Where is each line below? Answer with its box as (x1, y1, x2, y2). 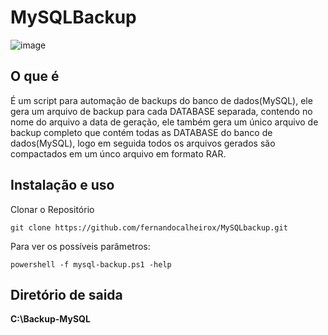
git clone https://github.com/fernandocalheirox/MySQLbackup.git (10, 222, 288, 233)
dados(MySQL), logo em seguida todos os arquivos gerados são (10, 137, 276, 149)
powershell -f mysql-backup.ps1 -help (10, 259, 172, 270)
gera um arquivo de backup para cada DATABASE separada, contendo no (10, 105, 313, 117)
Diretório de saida (10, 286, 123, 303)
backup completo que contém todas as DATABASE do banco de (10, 126, 273, 138)
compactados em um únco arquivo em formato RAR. (10, 147, 227, 160)
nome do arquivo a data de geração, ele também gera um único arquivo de (10, 116, 319, 128)
